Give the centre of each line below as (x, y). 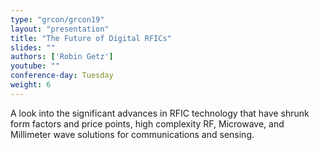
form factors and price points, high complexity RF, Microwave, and (147, 123)
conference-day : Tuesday (62, 76)
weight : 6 (31, 85)
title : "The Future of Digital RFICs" (91, 38)
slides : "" (33, 47)
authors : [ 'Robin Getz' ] (62, 57)
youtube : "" (35, 66)
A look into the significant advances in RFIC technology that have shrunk (160, 113)
